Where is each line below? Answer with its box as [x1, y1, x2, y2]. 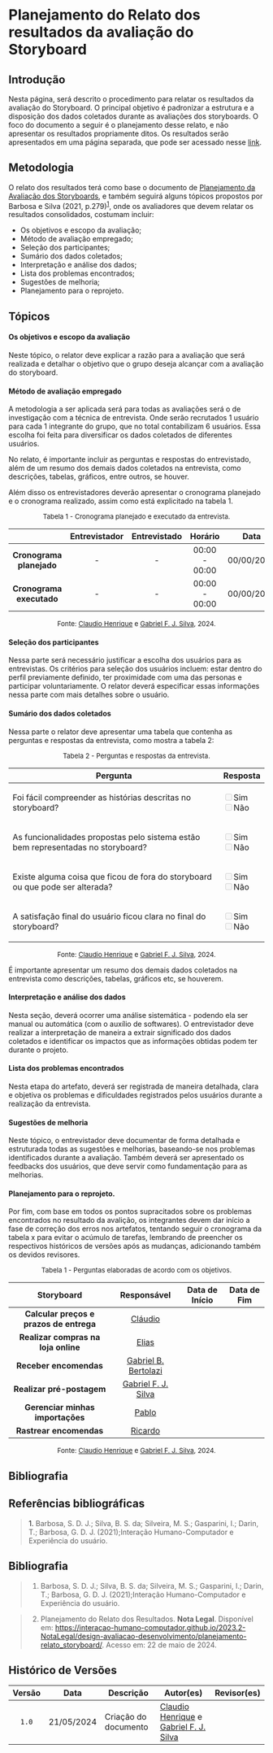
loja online [39, 1342, 80, 1353]
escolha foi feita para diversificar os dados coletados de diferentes [8, 430, 233, 440]
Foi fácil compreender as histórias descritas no [12, 791, 192, 803]
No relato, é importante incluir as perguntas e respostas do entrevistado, [8, 455, 252, 464]
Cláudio [130, 1313, 161, 1325]
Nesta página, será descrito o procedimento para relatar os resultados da [8, 94, 254, 103]
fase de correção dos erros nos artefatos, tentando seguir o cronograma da [8, 1224, 262, 1233]
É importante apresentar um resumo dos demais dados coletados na [8, 965, 238, 975]
